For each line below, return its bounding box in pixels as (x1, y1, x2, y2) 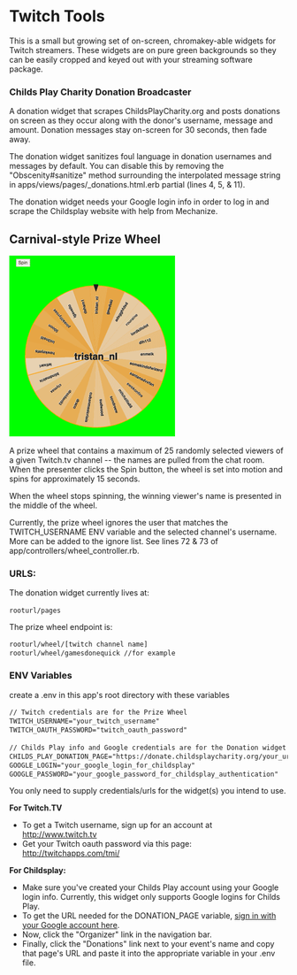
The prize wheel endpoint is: (9, 622, 113, 633)
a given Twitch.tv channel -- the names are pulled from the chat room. (9, 455, 265, 465)
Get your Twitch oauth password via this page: (21, 838, 193, 848)
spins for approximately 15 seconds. (9, 473, 141, 484)
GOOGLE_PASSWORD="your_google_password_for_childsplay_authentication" (9, 770, 278, 779)
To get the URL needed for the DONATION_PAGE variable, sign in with (21, 910, 277, 921)
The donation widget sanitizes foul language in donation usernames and (9, 151, 272, 162)
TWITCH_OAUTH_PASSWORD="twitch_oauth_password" (9, 725, 188, 734)
